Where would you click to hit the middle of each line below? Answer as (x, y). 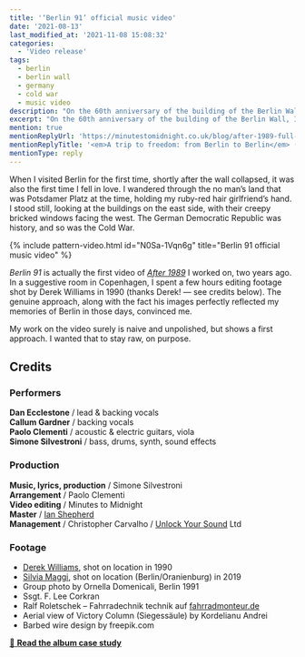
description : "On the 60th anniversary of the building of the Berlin (146, 111)
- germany (36, 86)
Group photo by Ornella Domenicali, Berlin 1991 (111, 586)
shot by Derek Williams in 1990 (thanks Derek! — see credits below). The (146, 291)
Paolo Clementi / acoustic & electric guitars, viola (102, 432)
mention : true (36, 128)
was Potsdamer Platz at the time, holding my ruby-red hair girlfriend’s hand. (151, 198)
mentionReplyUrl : (42, 136)
